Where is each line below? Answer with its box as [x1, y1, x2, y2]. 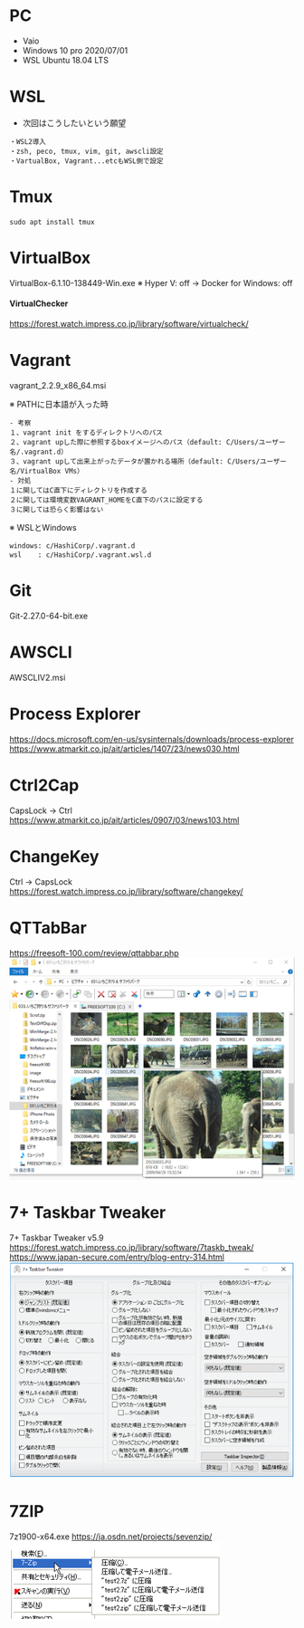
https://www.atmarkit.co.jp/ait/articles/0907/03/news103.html [9, 814, 240, 825]
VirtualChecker [9, 298, 69, 309]
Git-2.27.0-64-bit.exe [9, 610, 89, 621]
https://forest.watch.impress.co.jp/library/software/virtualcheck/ [9, 318, 249, 329]
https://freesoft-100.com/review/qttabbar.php [9, 947, 179, 958]
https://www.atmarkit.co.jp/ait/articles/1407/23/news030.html [9, 743, 240, 754]
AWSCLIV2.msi [9, 672, 66, 683]
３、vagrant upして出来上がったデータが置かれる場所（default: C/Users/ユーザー [9, 456, 287, 466]
